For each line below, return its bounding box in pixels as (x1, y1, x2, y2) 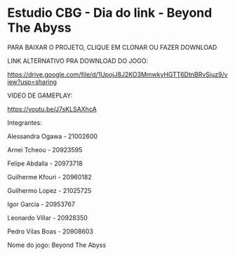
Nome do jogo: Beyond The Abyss (7, 241, 107, 249)
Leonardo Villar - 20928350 (7, 213, 88, 222)
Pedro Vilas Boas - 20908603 (7, 227, 93, 236)
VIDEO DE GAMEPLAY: (7, 91, 73, 100)
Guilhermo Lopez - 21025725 (7, 186, 92, 194)
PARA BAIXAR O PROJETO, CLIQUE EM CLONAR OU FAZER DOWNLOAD (7, 43, 217, 51)
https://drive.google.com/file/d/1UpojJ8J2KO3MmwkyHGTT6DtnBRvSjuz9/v (7, 70, 228, 79)
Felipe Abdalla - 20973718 (7, 159, 83, 168)
